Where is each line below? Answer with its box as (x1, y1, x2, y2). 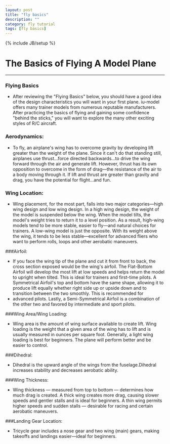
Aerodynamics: (5, 133, 44, 140)
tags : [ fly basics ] (5, 26, 47, 31)
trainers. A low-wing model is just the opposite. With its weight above (12, 228, 157, 234)
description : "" (5, 17, 39, 22)
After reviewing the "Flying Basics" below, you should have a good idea (12, 94, 162, 100)
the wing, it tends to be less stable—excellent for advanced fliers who (12, 233, 158, 239)
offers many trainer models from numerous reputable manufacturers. (12, 104, 156, 110)
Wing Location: (5, 189, 44, 196)
